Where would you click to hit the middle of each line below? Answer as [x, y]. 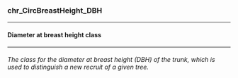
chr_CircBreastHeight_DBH [55, 11]
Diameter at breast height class [54, 34]
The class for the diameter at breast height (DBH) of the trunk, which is [111, 60]
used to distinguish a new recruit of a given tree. [78, 67]
